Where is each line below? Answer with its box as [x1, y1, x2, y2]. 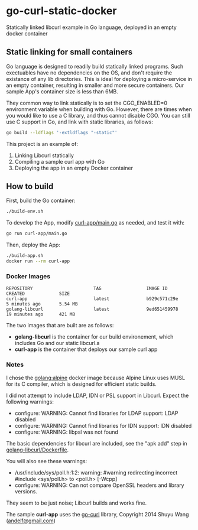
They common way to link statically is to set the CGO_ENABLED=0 [6, 99, 167, 106]
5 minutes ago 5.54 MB [6, 301, 78, 307]
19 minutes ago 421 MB [6, 311, 76, 317]
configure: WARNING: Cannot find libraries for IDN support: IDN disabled [14, 422, 192, 429]
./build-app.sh [6, 253, 44, 259]
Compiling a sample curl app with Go [14, 158, 105, 165]
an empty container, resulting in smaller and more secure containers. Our [6, 82, 184, 89]
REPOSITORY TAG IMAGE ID [6, 285, 168, 292]
